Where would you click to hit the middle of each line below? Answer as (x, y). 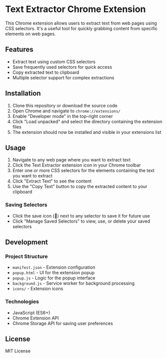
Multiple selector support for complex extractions (63, 77)
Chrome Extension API (35, 318)
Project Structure (26, 256)
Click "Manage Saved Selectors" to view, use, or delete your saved (81, 221)
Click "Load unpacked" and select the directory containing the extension (87, 121)
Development (27, 242)
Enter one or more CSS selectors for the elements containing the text (83, 170)
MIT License (18, 351)
